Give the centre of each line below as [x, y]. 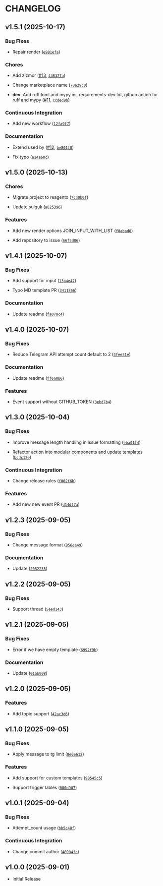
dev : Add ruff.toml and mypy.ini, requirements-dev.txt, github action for [85, 95]
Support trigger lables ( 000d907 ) [45, 787]
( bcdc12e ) [22, 457]
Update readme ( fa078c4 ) [38, 314]
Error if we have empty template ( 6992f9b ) [55, 650]
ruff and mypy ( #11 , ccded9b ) [41, 100]
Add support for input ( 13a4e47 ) [44, 281]
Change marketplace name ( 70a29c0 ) [50, 85]
